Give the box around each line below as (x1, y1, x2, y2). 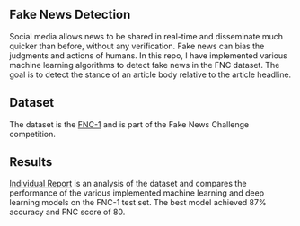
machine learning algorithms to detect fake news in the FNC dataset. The (9, 59, 280, 70)
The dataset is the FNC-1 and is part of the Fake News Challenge (9, 118, 250, 129)
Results (9, 154, 53, 169)
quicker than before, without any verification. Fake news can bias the (9, 40, 265, 51)
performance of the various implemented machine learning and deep (9, 187, 265, 198)
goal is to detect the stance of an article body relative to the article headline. (9, 69, 292, 80)
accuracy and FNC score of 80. (9, 206, 126, 218)
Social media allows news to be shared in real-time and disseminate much (9, 30, 284, 41)
